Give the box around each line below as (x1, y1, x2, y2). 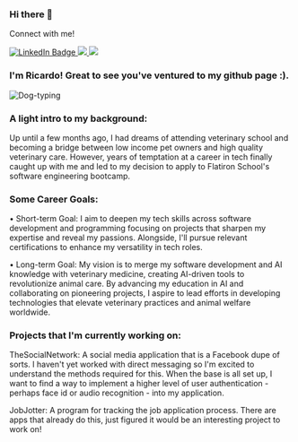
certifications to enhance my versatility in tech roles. (9, 242, 204, 253)
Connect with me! (9, 29, 74, 39)
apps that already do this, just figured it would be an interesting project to (9, 414, 281, 425)
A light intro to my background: (9, 112, 148, 125)
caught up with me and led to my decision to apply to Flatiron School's (9, 160, 270, 171)
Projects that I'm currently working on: (9, 329, 181, 342)
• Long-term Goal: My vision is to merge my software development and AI (9, 259, 283, 270)
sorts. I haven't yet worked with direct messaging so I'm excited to (9, 359, 255, 370)
